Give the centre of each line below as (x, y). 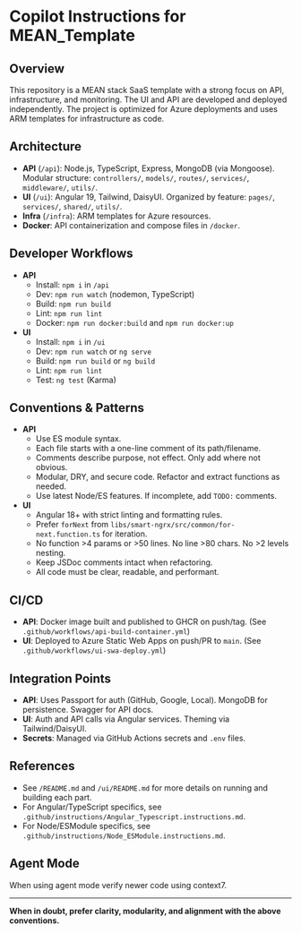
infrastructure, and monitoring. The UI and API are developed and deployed (148, 99)
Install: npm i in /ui (70, 341)
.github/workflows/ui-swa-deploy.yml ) (94, 650)
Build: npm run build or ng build (95, 361)
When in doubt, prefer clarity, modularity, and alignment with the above (145, 911)
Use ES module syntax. (78, 439)
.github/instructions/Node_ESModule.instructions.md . (124, 835)
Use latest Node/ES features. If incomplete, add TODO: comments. (156, 496)
